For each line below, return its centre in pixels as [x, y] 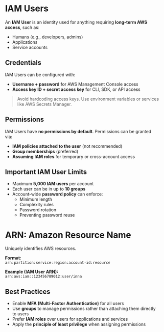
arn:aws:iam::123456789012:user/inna [44, 277]
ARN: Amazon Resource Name [68, 235]
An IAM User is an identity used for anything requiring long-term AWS [76, 22]
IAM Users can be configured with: [40, 75]
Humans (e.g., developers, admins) [47, 37]
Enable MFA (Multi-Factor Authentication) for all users [68, 304]
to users [21, 314]
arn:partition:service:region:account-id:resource [58, 263]
